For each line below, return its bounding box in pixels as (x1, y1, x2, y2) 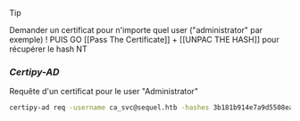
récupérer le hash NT (9, 44, 87, 54)
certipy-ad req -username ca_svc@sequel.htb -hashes (9, 103, 210, 112)
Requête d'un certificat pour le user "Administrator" (9, 86, 199, 97)
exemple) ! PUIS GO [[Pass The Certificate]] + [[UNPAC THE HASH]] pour (9, 35, 279, 44)
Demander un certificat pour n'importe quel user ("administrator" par (9, 25, 263, 35)
